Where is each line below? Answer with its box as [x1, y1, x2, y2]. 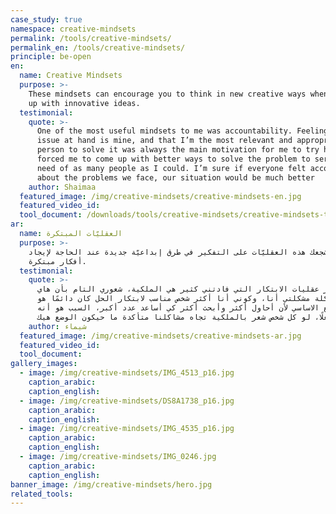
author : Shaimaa [28, 182, 97, 192]
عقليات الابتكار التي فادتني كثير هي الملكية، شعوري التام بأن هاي [36, 284, 320, 295]
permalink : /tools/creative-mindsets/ [10, 33, 172, 43]
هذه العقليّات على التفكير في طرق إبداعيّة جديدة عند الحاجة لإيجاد [28, 247, 307, 257]
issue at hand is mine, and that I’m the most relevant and [36, 136, 293, 146]
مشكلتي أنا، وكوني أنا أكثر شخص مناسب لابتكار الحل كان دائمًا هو [36, 294, 311, 304]
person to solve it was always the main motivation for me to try [36, 145, 320, 155]
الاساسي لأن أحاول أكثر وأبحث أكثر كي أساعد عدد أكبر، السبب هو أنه [36, 303, 320, 313]
